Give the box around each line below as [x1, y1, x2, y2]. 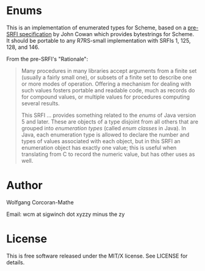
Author [6, 179, 43, 193]
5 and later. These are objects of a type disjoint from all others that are [21, 117, 198, 125]
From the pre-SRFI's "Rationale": [6, 55, 88, 62]
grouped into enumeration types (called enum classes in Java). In [21, 124, 187, 132]
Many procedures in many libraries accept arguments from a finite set [21, 67, 197, 74]
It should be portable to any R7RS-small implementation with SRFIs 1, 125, [6, 37, 191, 44]
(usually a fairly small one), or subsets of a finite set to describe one [21, 73, 192, 81]
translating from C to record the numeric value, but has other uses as [21, 150, 195, 158]
